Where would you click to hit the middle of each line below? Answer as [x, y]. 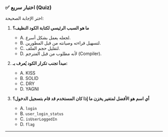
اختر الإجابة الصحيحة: [24, 18]
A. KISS [28, 73]
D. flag [27, 124]
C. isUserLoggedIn [38, 119]
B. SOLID [29, 78]
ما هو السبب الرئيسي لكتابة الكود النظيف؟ [51, 28]
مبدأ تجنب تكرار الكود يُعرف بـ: [40, 63]
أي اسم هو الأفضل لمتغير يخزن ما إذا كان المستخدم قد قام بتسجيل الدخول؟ [81, 98]
